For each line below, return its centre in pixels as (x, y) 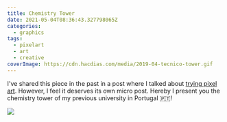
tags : (15, 39)
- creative (29, 58)
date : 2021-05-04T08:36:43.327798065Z (62, 20)
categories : (24, 26)
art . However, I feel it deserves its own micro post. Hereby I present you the (114, 91)
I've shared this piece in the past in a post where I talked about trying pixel (112, 83)
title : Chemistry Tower (41, 13)
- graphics (29, 32)
